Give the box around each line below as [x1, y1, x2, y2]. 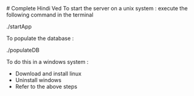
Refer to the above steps [15, 83, 78, 90]
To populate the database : [6, 35, 74, 42]
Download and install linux [15, 70, 81, 77]
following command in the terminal [6, 11, 94, 18]
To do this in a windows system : [6, 58, 89, 65]
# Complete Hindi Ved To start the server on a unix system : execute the [6, 5, 188, 12]
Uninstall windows [15, 77, 62, 83]
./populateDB [6, 47, 40, 53]
